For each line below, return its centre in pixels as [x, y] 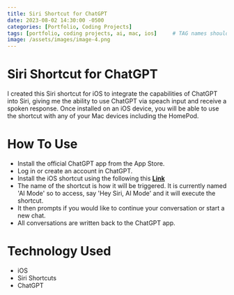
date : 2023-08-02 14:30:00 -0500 [56, 20]
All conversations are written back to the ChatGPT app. [96, 223]
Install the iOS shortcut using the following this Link [91, 178]
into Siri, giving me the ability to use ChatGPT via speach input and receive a [117, 101]
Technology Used [59, 251]
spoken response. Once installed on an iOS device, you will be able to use [113, 108]
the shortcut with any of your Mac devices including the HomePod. [103, 116]
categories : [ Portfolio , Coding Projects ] [70, 27]
